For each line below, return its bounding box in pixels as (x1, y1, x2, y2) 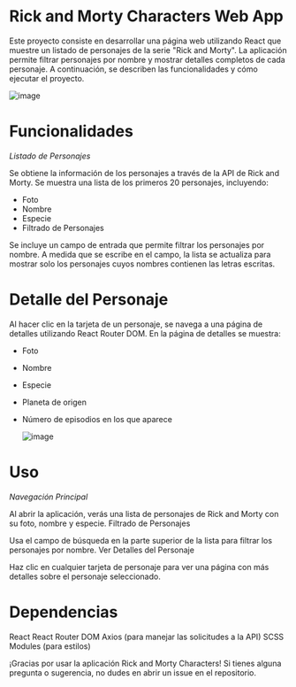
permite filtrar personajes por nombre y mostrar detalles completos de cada (9, 54, 285, 65)
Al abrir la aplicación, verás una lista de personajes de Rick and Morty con (9, 508, 279, 519)
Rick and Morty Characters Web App (9, 6, 285, 27)
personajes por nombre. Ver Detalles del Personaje (9, 544, 194, 555)
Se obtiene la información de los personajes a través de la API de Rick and (9, 167, 280, 178)
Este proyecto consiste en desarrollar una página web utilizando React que (9, 35, 282, 46)
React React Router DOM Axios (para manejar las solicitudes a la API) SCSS (9, 631, 285, 642)
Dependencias (9, 602, 118, 621)
